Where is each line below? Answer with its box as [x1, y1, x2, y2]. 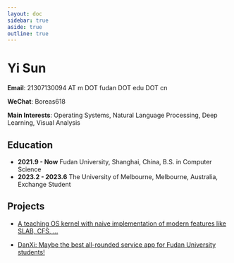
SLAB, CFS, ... [17, 226, 58, 235]
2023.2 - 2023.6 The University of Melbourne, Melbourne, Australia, [17, 173, 218, 181]
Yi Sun [7, 61, 47, 76]
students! [17, 247, 45, 256]
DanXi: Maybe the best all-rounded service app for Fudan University [17, 240, 216, 249]
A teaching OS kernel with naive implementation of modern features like [17, 219, 227, 228]
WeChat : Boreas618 [7, 97, 66, 106]
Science [17, 165, 42, 173]
